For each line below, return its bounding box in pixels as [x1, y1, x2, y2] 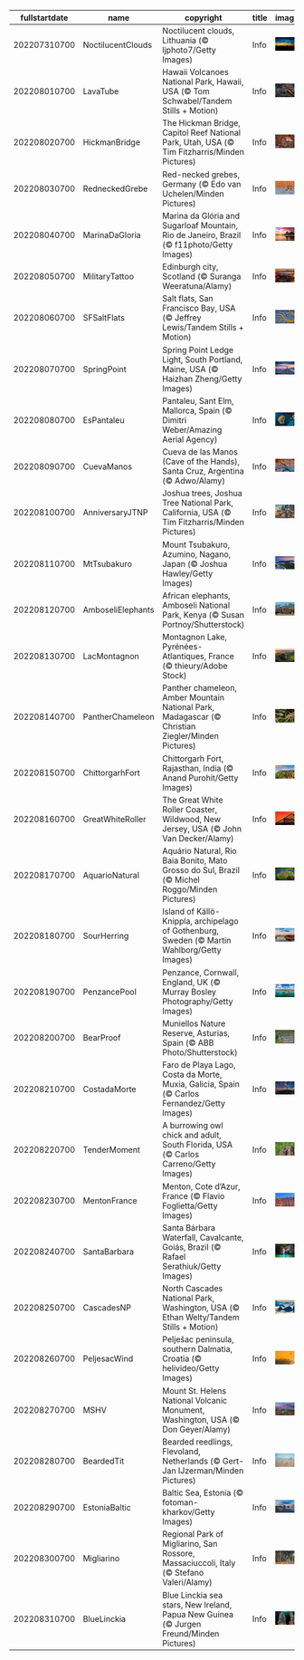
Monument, [162, 1405, 205, 1415]
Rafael [162, 1251, 186, 1262]
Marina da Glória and [162, 210, 241, 221]
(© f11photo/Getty [162, 239, 233, 250]
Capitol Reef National [162, 128, 242, 139]
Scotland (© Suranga [162, 271, 242, 282]
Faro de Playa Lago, [162, 1060, 236, 1070]
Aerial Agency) [162, 434, 218, 445]
